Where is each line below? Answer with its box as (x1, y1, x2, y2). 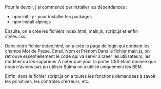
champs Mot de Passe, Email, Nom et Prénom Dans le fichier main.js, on (5, 48, 150, 54)
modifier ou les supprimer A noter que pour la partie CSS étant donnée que (5, 59, 156, 64)
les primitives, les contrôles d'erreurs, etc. (5, 78, 90, 84)
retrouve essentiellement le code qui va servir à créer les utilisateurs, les (5, 53, 151, 59)
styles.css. (5, 34, 27, 39)
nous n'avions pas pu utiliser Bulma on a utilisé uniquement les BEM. (5, 64, 143, 69)
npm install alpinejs (12, 19, 51, 24)
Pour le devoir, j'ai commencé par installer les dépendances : (5, 4, 128, 10)
